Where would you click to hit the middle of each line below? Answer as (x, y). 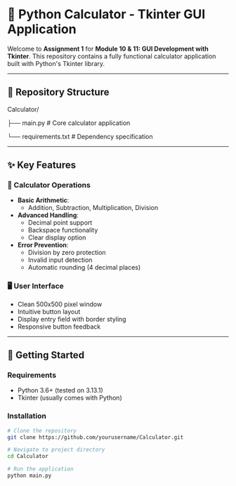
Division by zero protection (67, 253)
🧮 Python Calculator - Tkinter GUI (106, 14)
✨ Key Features (41, 165)
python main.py (29, 476)
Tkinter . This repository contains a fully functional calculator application (112, 56)
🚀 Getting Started (46, 355)
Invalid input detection (60, 260)
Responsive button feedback (59, 327)
